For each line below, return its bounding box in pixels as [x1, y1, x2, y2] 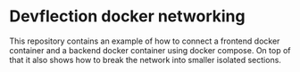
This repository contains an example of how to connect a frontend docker [9, 36, 280, 46]
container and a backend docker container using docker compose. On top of [9, 44, 291, 55]
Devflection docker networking [9, 6, 246, 27]
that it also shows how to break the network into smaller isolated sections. [9, 54, 281, 65]
